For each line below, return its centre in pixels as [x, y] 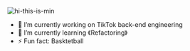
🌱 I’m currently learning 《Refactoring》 [73, 33]
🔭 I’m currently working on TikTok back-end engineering [100, 24]
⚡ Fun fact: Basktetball [51, 41]
